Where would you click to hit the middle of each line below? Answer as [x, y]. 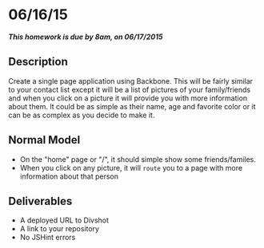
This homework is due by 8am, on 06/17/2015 [86, 37]
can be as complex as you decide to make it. [82, 115]
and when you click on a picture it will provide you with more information [128, 98]
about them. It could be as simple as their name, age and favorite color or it [132, 106]
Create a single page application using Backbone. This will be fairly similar [131, 81]
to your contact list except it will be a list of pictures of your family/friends [129, 89]
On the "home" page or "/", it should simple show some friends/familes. [138, 159]
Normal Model [44, 140]
